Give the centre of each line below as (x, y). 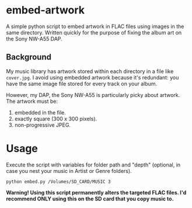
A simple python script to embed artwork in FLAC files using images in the (95, 26)
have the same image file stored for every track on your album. (82, 84)
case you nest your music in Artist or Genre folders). (69, 171)
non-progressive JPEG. (43, 125)
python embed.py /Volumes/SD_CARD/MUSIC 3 (58, 182)
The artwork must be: (32, 101)
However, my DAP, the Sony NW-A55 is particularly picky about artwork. (93, 95)
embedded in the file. (40, 112)
